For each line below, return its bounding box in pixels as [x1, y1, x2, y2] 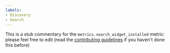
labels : [5, 7, 22, 13]
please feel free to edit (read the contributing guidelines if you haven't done [5, 37, 165, 43]
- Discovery [5, 12, 31, 17]
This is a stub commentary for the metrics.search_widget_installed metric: [5, 31, 165, 38]
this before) [5, 42, 30, 48]
